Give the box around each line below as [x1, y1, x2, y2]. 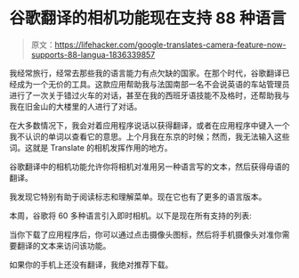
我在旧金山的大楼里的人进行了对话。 [9, 101, 142, 111]
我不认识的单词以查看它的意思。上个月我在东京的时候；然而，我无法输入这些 [9, 131, 290, 142]
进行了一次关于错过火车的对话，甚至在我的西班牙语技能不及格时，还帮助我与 [9, 90, 290, 101]
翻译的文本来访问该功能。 [16, 240, 111, 250]
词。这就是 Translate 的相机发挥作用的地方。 [9, 142, 173, 152]
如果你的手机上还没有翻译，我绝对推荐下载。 [9, 259, 174, 270]
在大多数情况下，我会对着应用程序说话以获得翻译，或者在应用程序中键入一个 [9, 119, 290, 130]
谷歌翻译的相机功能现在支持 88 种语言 [9, 8, 287, 29]
